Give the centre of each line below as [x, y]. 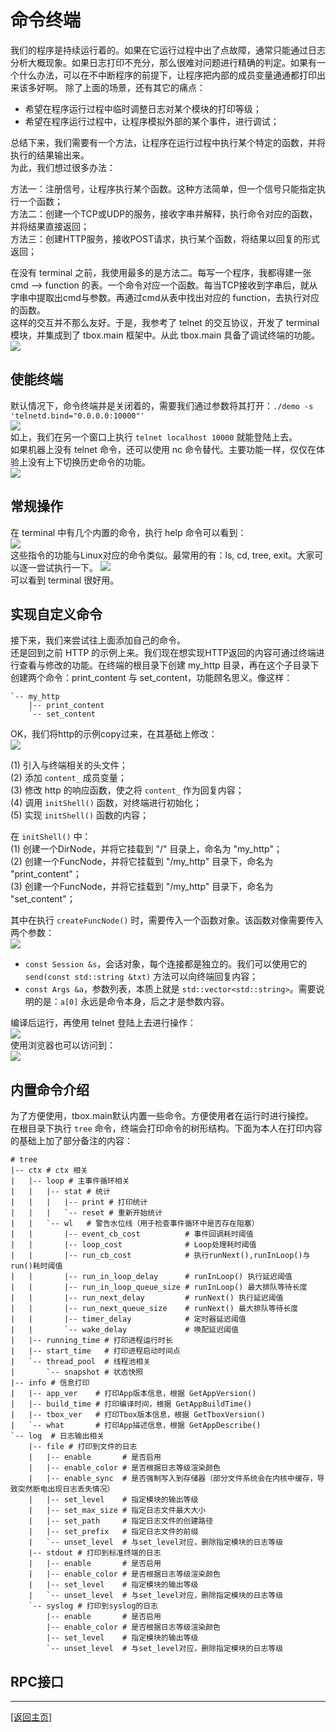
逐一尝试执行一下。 [58, 567]
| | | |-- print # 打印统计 [79, 1202]
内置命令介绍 [50, 1089]
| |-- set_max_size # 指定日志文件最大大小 [117, 1511]
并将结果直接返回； [50, 226]
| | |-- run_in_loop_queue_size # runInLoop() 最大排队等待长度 [159, 1287]
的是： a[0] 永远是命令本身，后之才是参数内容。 [131, 1002]
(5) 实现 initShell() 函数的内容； [80, 815]
